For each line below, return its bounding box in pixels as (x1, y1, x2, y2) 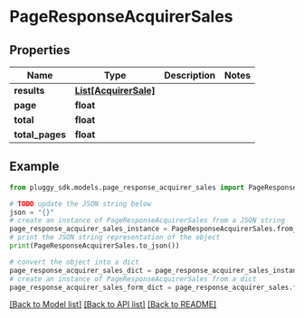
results (14, 84, 45, 97)
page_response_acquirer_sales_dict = (9, 266, 152, 275)
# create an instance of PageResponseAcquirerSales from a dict (9, 274, 257, 284)
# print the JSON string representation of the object (9, 233, 221, 242)
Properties (9, 42, 71, 58)
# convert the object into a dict (9, 257, 140, 267)
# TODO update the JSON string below (9, 199, 152, 209)
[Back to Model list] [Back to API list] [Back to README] (9, 299, 217, 310)
